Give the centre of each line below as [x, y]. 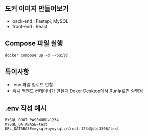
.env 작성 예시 [26, 108]
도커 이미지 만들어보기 [37, 9]
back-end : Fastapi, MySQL [40, 21]
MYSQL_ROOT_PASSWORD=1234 [32, 120]
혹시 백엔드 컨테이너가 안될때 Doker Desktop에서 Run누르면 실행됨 [78, 91]
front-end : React [30, 26]
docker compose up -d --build [37, 55]
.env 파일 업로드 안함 [33, 85]
